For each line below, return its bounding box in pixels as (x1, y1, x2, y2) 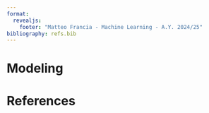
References (6, 93, 76, 109)
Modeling (6, 61, 64, 76)
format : (6, 10, 30, 18)
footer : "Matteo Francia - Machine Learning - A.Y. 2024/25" (19, 23, 203, 30)
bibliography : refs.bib (6, 30, 77, 37)
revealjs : (13, 17, 42, 24)
